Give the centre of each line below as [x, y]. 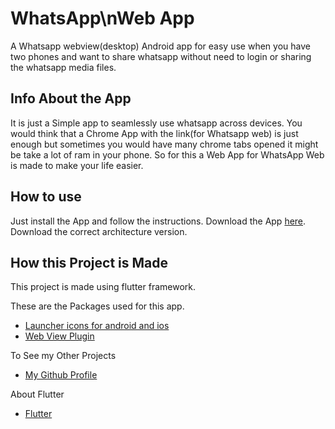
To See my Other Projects [63, 356]
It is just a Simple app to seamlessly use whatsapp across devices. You [156, 123]
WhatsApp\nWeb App [102, 18]
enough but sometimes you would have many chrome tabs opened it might [164, 144]
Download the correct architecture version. [99, 231]
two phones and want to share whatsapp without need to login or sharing [161, 56]
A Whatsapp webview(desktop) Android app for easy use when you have [160, 46]
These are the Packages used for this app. [97, 306]
